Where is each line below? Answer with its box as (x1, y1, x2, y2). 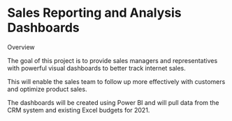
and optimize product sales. (7, 85, 87, 93)
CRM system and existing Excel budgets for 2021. (7, 106, 150, 114)
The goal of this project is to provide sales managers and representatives (7, 56, 218, 64)
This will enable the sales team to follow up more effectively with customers (7, 77, 226, 85)
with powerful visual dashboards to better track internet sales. (7, 64, 187, 72)
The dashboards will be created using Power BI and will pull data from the (7, 98, 219, 106)
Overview (7, 43, 35, 51)
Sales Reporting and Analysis (7, 5, 182, 21)
